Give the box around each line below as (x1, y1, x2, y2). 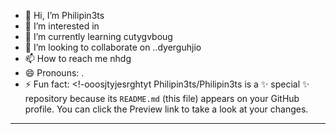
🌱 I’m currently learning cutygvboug (24, 31, 173, 42)
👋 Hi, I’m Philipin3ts (24, 10, 105, 21)
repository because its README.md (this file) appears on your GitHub (24, 93, 300, 104)
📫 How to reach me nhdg (24, 53, 132, 64)
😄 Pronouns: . (24, 67, 85, 79)
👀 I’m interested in (24, 20, 100, 32)
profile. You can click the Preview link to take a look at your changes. (24, 103, 309, 115)
